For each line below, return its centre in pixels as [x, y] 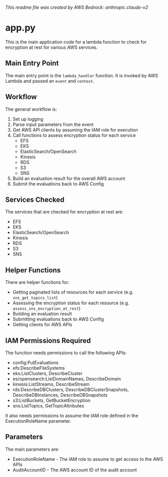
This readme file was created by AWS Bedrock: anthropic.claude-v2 [77, 7]
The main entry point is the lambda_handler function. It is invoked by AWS [82, 75]
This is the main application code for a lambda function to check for [76, 42]
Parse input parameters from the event [53, 124]
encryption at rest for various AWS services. [52, 47]
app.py [20, 28]
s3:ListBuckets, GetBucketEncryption [51, 400]
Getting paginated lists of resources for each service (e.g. [73, 292]
